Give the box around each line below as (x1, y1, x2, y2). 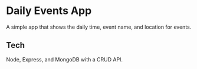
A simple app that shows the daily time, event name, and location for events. (6, 23, 192, 30)
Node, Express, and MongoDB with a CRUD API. (6, 56, 123, 63)
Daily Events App (6, 4, 92, 18)
